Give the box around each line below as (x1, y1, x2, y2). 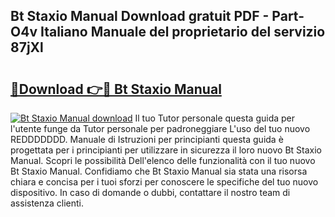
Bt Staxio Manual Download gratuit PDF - (10, 8, 270, 25)
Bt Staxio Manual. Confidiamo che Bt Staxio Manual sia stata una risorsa (10, 165, 308, 177)
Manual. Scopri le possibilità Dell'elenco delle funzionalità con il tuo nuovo (10, 155, 316, 166)
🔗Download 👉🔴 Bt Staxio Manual (10, 80, 222, 98)
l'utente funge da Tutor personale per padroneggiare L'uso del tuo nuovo (10, 123, 311, 134)
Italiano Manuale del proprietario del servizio (39, 24, 326, 41)
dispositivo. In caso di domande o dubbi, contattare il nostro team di (10, 187, 291, 198)
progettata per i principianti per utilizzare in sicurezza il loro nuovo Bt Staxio (10, 144, 323, 156)
